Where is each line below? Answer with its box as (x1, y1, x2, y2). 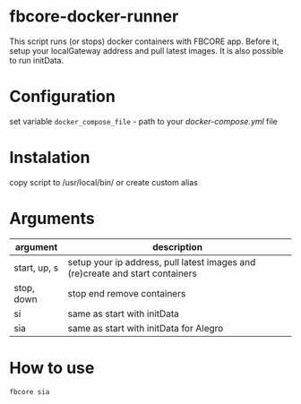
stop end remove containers (67, 287, 186, 299)
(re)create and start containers (67, 267, 197, 279)
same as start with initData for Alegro (67, 322, 224, 334)
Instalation (9, 148, 90, 168)
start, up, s (13, 262, 59, 274)
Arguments (9, 209, 96, 228)
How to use (9, 357, 95, 378)
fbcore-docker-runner (9, 6, 179, 27)
